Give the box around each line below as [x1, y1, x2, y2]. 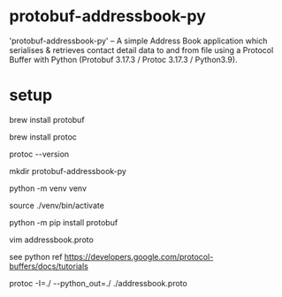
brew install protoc [9, 131, 78, 142]
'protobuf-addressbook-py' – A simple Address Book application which [9, 35, 268, 46]
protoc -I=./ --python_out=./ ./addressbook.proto [9, 278, 187, 288]
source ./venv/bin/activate [9, 200, 104, 210]
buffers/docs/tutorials [9, 261, 88, 271]
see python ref [9, 251, 63, 262]
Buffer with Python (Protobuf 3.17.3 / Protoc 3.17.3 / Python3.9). [9, 54, 238, 65]
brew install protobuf [9, 114, 86, 125]
